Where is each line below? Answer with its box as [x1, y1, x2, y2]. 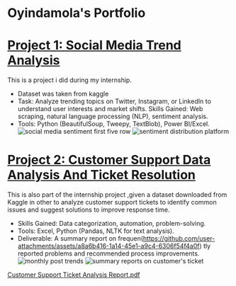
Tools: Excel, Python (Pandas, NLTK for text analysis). [17, 227, 175, 235]
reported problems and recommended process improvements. [17, 249, 200, 258]
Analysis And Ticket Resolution [7, 167, 196, 183]
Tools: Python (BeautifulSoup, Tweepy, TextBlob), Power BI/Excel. [17, 120, 210, 128]
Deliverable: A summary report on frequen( [17, 234, 144, 243]
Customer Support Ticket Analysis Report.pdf [7, 270, 140, 279]
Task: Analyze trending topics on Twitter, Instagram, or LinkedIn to [17, 97, 211, 105]
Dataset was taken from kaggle [17, 90, 109, 98]
